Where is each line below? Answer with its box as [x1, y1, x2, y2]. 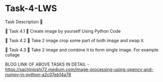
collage [5, 52, 20, 58]
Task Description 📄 [5, 19, 43, 25]
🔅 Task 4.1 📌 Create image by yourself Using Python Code [5, 28, 121, 34]
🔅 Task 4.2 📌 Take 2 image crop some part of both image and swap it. [5, 37, 145, 43]
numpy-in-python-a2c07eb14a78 [5, 71, 72, 77]
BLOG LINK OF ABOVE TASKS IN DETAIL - [5, 61, 90, 67]
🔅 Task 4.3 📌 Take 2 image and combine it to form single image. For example [5, 47, 159, 53]
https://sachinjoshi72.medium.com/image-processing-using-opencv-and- [5, 66, 154, 72]
